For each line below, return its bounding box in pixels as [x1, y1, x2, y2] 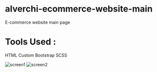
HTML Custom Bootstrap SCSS [5, 52, 68, 58]
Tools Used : [5, 36, 56, 47]
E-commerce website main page [5, 19, 70, 25]
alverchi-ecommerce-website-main [5, 3, 153, 14]
